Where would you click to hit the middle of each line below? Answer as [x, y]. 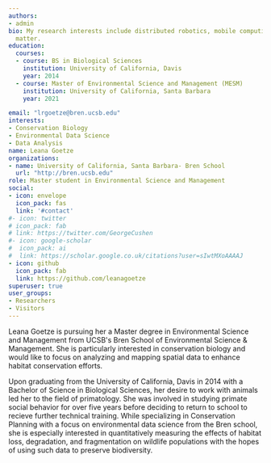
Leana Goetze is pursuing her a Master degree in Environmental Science [129, 331]
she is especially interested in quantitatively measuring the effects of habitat [135, 432]
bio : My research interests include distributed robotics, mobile [122, 31]
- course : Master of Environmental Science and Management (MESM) [129, 83]
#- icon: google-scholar [50, 241]
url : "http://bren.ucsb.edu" [65, 173]
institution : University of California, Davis [102, 69]
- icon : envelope [38, 196]
